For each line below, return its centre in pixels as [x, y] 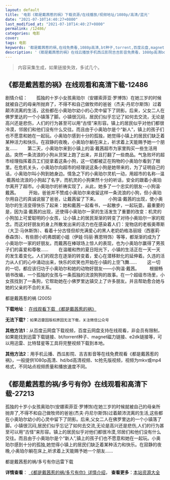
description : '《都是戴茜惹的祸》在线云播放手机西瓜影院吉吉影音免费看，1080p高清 [83, 52]
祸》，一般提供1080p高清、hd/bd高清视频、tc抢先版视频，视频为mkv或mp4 [83, 360]
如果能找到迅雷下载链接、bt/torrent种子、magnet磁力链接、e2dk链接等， [81, 337]
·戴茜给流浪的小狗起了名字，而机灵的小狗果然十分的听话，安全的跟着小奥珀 [83, 180]
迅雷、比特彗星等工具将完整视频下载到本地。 [60, 343]
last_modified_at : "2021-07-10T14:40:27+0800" [55, 24]
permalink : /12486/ [26, 29]
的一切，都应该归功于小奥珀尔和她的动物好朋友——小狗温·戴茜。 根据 [82, 269]
